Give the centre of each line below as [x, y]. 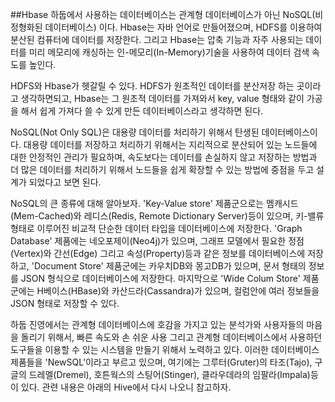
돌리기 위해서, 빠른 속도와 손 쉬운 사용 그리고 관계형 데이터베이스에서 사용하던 [171, 337]
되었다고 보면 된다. [65, 182]
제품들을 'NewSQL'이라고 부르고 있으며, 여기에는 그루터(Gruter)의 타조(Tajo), [161, 362]
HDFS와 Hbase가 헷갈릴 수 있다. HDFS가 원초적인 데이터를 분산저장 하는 [152, 86]
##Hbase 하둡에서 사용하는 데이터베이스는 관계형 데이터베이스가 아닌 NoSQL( [163, 14]
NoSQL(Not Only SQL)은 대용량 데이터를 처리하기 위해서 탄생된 [135, 132]
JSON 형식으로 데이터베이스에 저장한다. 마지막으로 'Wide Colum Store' [160, 278]
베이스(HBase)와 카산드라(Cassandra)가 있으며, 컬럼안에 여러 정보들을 [181, 291]
